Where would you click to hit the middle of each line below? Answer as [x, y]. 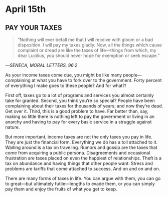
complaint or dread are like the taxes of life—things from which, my [87, 50]
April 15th [26, 9]
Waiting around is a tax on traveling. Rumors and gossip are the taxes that [81, 147]
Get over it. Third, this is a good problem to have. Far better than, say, [77, 111]
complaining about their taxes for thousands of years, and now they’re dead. [84, 106]
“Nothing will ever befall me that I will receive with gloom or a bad [85, 39]
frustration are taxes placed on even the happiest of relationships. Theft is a [83, 158]
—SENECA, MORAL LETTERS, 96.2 [41, 65]
